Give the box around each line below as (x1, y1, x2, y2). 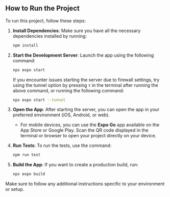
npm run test (12, 153, 41, 158)
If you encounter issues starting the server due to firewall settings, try (12, 77, 160, 83)
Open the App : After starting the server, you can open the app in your (12, 107, 160, 113)
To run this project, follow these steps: (5, 17, 86, 23)
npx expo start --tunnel (12, 97, 66, 103)
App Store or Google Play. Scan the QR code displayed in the (20, 127, 149, 133)
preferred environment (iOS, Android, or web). (12, 112, 110, 118)
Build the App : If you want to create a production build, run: (12, 162, 139, 168)
